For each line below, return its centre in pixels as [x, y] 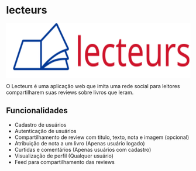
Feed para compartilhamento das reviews [65, 162]
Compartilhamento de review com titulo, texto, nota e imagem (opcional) [102, 137]
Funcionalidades [37, 111]
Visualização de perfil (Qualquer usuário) [64, 156]
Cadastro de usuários [40, 125]
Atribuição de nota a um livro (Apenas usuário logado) [80, 143]
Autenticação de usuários [45, 131]
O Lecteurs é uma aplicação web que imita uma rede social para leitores [93, 86]
